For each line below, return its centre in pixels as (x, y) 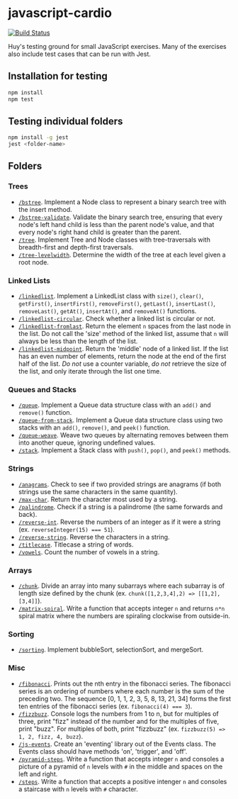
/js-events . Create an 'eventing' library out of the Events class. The (117, 744)
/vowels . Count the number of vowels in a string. (89, 552)
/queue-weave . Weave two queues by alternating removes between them (123, 435)
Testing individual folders (66, 121)
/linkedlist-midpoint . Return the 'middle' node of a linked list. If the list (123, 349)
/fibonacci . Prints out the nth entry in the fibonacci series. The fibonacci (124, 683)
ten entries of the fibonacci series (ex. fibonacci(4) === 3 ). (105, 706)
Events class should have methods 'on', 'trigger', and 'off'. (103, 751)
